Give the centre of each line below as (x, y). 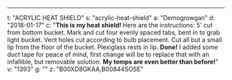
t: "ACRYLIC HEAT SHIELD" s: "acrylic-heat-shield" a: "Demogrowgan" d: (111, 18)
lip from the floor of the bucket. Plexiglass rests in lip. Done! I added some (113, 47)
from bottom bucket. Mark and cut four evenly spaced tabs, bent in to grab (114, 32)
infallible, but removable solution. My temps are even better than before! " (113, 62)
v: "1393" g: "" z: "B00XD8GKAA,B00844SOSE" (75, 69)
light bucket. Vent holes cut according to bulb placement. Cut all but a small (115, 40)
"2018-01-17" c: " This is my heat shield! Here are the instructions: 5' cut (110, 25)
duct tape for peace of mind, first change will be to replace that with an (108, 54)
